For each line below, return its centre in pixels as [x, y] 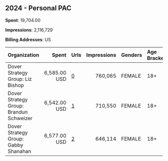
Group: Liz [20, 79]
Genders [132, 55]
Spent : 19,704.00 [23, 20]
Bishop [16, 85]
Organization [23, 55]
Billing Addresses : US [28, 39]
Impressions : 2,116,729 [29, 30]
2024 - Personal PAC [38, 8]
